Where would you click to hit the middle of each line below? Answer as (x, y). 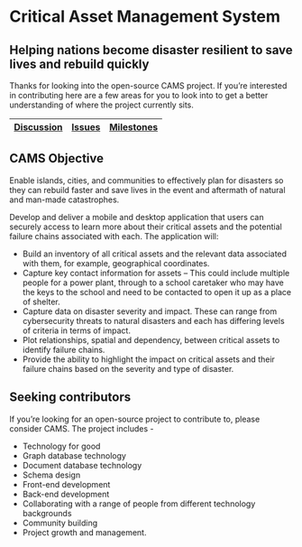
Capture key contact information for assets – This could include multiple (156, 273)
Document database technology (82, 465)
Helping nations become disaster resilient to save (151, 50)
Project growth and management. (84, 532)
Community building (59, 523)
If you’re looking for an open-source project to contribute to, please (135, 419)
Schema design (51, 475)
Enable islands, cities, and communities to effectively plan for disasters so (146, 180)
